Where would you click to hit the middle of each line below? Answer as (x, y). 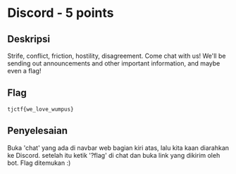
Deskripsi (29, 39)
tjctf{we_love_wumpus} (41, 109)
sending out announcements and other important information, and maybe (114, 63)
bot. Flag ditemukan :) (39, 163)
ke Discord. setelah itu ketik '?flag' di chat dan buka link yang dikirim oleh (114, 155)
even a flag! (24, 71)
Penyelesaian (38, 131)
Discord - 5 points (61, 13)
